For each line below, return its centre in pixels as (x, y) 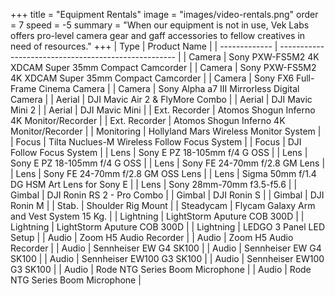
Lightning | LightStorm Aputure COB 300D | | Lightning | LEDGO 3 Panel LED (168, 227)
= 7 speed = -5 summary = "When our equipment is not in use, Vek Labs (160, 25)
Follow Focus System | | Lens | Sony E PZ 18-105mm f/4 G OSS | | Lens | (159, 152)
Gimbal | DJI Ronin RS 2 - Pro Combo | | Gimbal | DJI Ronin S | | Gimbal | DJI (167, 195)
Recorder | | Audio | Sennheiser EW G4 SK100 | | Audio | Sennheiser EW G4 (166, 248)
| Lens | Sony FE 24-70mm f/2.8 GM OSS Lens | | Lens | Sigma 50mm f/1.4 (163, 173)
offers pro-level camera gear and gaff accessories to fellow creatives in (158, 35)
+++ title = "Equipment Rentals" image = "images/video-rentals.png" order (164, 14)
